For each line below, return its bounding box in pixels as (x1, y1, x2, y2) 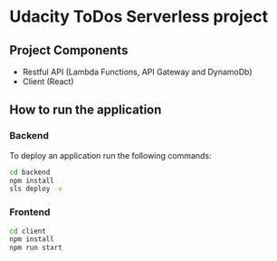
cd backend (9, 168, 51, 177)
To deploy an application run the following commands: (9, 150, 212, 160)
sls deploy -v (9, 184, 63, 194)
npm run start (9, 243, 63, 253)
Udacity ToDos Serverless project (9, 6, 269, 27)
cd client (9, 227, 47, 236)
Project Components (9, 43, 129, 58)
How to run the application (9, 102, 162, 118)
